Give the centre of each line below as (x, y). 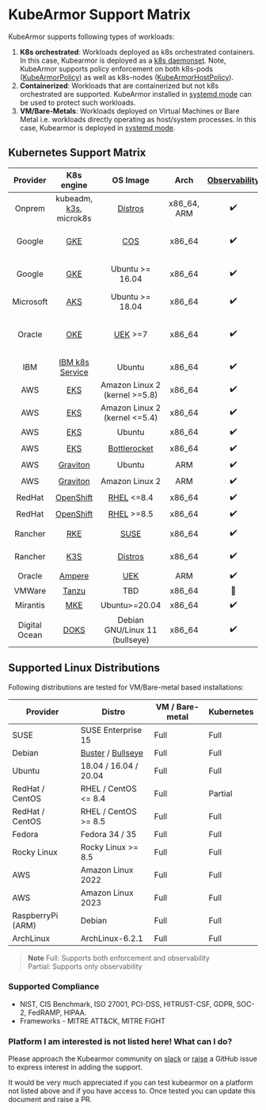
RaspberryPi (35, 916)
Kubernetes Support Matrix (77, 153)
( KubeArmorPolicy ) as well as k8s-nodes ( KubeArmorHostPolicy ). (127, 77)
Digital (30, 624)
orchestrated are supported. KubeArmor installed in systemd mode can (135, 94)
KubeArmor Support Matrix (100, 15)
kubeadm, (74, 198)
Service (74, 372)
